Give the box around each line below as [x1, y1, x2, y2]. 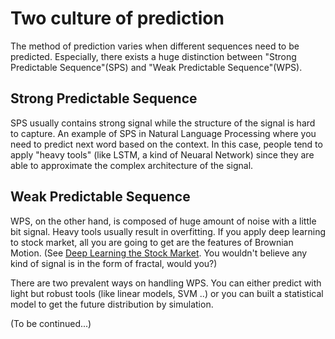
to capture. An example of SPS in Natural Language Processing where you [10, 127, 317, 139]
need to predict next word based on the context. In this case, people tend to [10, 138, 323, 150]
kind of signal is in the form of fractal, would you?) [10, 257, 218, 269]
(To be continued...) [10, 317, 92, 329]
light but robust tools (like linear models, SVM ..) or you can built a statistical [10, 287, 324, 299]
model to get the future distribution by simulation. [10, 298, 214, 310]
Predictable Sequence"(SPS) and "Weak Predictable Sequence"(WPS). [10, 61, 303, 73]
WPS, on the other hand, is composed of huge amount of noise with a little [10, 215, 317, 227]
